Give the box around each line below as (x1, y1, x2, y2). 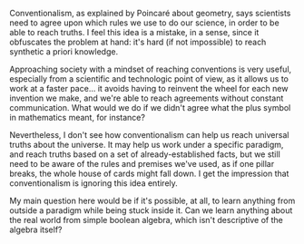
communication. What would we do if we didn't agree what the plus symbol (9, 102, 291, 112)
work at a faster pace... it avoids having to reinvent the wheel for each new (9, 83, 289, 93)
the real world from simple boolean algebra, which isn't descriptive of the (9, 215, 283, 225)
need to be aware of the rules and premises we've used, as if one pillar (9, 159, 275, 169)
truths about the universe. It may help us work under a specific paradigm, (9, 140, 284, 150)
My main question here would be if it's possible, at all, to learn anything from (9, 195, 296, 206)
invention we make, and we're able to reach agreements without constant (9, 93, 284, 103)
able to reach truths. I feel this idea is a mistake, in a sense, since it (9, 27, 260, 37)
